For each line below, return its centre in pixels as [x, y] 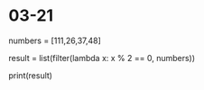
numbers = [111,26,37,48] [55, 40]
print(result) [31, 75]
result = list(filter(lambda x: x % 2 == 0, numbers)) [102, 58]
